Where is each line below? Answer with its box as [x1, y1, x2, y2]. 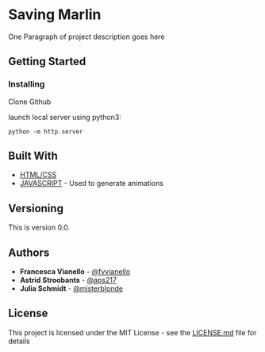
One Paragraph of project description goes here [8, 32, 165, 41]
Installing [8, 79, 45, 90]
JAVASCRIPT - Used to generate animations [19, 179, 164, 188]
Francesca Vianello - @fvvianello [19, 267, 131, 277]
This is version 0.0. [8, 222, 70, 232]
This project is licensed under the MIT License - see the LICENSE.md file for [8, 327, 257, 337]
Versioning [8, 201, 63, 215]
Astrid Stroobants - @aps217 [19, 276, 117, 285]
